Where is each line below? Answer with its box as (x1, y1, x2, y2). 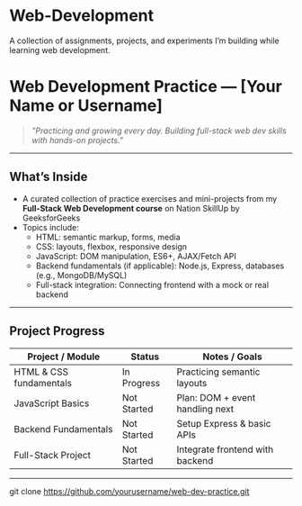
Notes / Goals (202, 350, 262, 363)
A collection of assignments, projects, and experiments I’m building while (9, 35, 280, 46)
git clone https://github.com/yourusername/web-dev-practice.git (9, 485, 250, 496)
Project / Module (26, 350, 101, 363)
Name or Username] (9, 95, 164, 116)
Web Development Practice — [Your (9, 77, 283, 97)
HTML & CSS (13, 366, 69, 378)
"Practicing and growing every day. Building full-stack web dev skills (31, 125, 288, 136)
